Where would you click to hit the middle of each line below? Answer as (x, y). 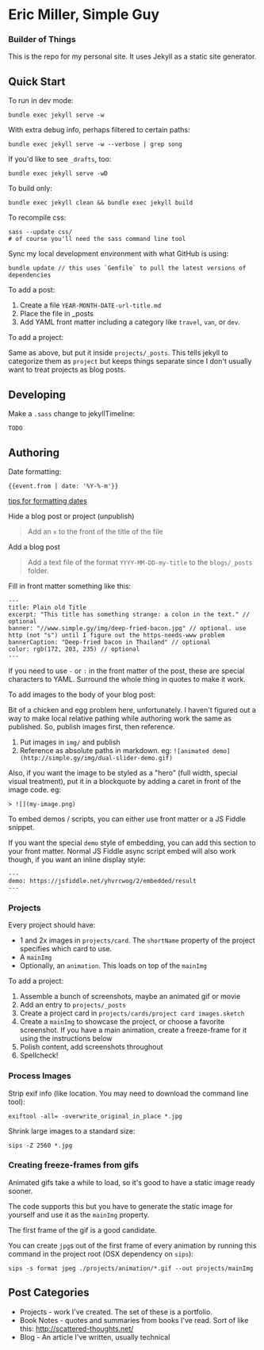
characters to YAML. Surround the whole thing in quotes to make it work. (127, 679)
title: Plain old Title (48, 607)
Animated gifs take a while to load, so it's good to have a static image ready (132, 1182)
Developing (37, 394)
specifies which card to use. (66, 949)
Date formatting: (35, 471)
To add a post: (32, 290)
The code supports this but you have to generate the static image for (121, 1206)
